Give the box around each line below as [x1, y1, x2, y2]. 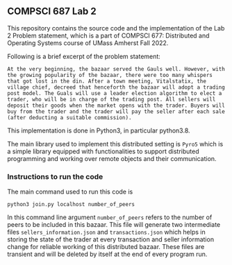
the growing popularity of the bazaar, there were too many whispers [7, 71, 213, 78]
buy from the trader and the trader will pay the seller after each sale [7, 108, 226, 115]
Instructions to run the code [7, 171, 103, 181]
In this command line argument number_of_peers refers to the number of [7, 213, 213, 221]
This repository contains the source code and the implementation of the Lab [7, 24, 225, 32]
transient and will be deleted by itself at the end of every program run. [7, 250, 208, 259]
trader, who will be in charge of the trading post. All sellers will [7, 96, 216, 103]
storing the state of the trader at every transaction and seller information [7, 235, 214, 243]
